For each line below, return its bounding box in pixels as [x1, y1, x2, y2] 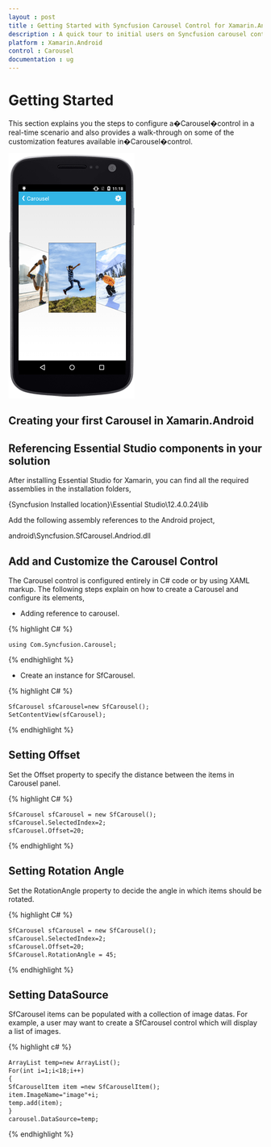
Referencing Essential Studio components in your [8, 441, 262, 455]
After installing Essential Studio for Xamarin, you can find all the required [8, 476, 249, 486]
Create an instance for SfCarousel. [19, 670, 135, 680]
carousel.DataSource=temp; [8, 1116, 99, 1124]
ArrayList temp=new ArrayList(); [8, 1059, 121, 1067]
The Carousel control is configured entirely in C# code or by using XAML [8, 575, 250, 585]
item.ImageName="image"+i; [8, 1091, 99, 1099]
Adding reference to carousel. [19, 608, 119, 618]
